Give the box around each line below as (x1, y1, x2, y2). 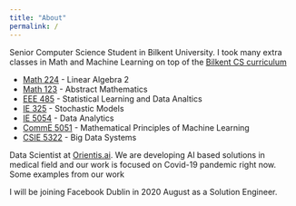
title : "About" (9, 13, 67, 23)
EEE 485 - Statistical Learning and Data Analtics (22, 93, 202, 104)
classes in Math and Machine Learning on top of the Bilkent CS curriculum (9, 56, 288, 67)
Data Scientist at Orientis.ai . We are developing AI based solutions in (9, 149, 266, 160)
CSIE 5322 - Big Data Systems (22, 132, 137, 142)
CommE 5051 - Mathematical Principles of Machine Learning (22, 122, 250, 132)
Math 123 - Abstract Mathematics (22, 83, 148, 94)
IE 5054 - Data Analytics (22, 113, 114, 123)
